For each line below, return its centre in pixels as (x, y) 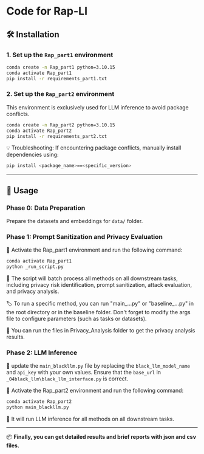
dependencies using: (32, 155)
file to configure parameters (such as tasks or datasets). (76, 319)
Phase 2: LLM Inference (42, 353)
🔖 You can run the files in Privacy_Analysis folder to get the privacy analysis (101, 331)
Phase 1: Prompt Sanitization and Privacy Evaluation (84, 236)
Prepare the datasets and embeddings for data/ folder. (75, 221)
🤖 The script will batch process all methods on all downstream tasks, (92, 278)
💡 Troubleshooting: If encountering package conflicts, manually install (94, 148)
